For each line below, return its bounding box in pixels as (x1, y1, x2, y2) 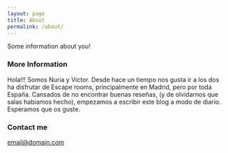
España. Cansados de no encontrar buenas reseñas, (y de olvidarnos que (7, 90, 219, 98)
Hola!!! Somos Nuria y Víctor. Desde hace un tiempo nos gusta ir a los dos (7, 75, 220, 83)
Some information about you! (7, 42, 91, 51)
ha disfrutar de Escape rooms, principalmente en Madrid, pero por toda (7, 83, 213, 91)
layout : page (7, 10, 45, 17)
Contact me (7, 122, 48, 132)
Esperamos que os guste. (7, 105, 81, 113)
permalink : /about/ (7, 23, 64, 30)
